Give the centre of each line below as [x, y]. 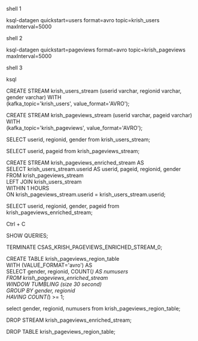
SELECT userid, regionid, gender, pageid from [63, 206]
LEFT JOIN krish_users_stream [44, 182]
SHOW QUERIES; [27, 235]
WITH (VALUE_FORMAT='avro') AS [49, 265]
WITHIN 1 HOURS [28, 188]
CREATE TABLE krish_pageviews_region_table [63, 259]
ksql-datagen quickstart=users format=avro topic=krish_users [83, 20]
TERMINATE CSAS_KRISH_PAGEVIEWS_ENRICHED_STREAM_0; [84, 247]
